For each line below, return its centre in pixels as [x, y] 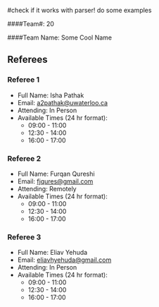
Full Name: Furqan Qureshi [56, 174]
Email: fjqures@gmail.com [55, 181]
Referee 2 [24, 158]
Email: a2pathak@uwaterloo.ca [62, 102]
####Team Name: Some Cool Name [60, 37]
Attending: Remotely [47, 188]
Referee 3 [24, 237]
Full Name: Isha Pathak [51, 95]
